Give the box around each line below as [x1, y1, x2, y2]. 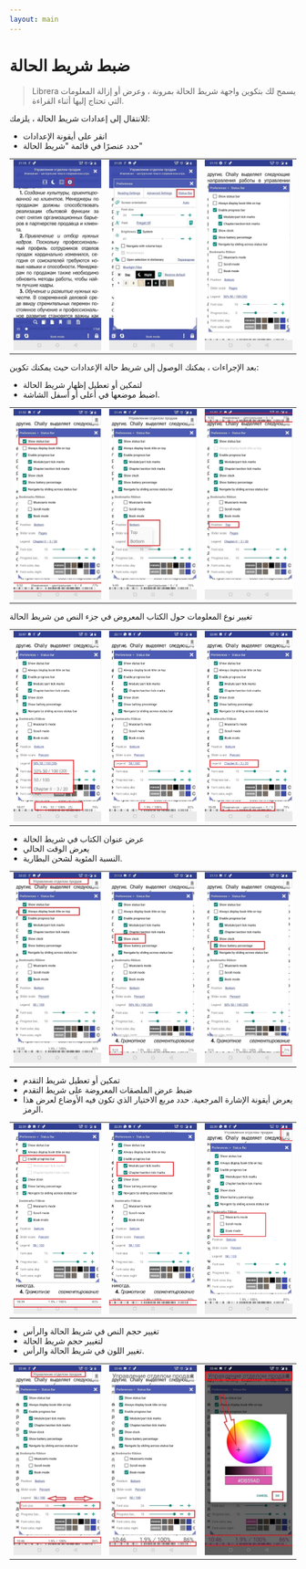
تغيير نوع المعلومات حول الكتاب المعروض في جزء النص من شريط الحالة [9, 612, 253, 622]
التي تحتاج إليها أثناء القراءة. [31, 95, 125, 106]
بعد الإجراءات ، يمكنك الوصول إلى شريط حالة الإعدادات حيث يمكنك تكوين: [9, 361, 260, 373]
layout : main [9, 15, 59, 24]
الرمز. [22, 1104, 44, 1114]
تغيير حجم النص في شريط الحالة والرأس [22, 1325, 159, 1336]
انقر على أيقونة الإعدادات [22, 131, 107, 141]
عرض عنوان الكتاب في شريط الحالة [22, 833, 145, 844]
